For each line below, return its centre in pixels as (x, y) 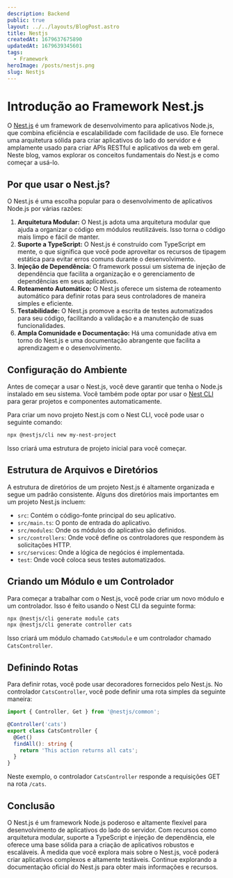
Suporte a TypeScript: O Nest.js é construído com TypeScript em (112, 244)
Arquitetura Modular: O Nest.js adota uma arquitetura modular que (114, 222)
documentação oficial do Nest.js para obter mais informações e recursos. (113, 867)
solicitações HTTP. (44, 544)
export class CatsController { (53, 731)
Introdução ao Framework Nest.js (106, 106)
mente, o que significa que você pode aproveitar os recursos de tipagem (121, 252)
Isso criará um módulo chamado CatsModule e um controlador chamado (109, 638)
